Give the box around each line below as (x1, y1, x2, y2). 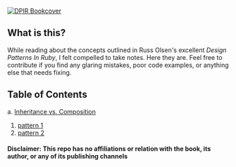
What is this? (7, 27, 66, 39)
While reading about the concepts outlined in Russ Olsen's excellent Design (7, 46, 227, 54)
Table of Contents (7, 89, 88, 101)
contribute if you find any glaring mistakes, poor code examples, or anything (7, 61, 229, 69)
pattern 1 (17, 120, 44, 130)
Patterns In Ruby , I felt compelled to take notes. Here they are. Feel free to (7, 53, 223, 61)
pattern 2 (17, 128, 44, 137)
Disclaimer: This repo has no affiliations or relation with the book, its (7, 144, 211, 153)
